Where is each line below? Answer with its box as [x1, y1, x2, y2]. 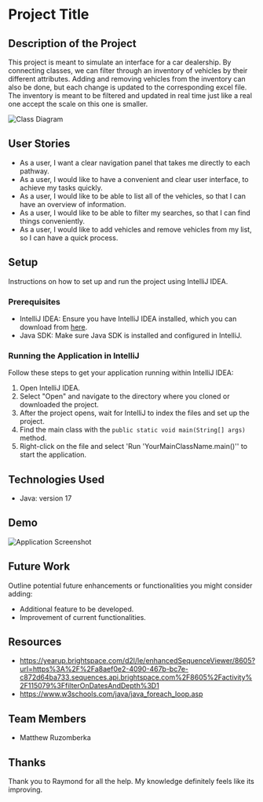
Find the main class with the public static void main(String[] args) [19, 425, 246, 435]
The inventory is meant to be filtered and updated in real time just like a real [8, 91, 253, 100]
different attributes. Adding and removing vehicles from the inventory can [8, 75, 246, 83]
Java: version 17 [19, 494, 72, 503]
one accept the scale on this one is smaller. [8, 100, 148, 108]
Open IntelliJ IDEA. [19, 383, 81, 393]
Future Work [8, 560, 71, 574]
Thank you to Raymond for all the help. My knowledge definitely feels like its [8, 777, 255, 786]
